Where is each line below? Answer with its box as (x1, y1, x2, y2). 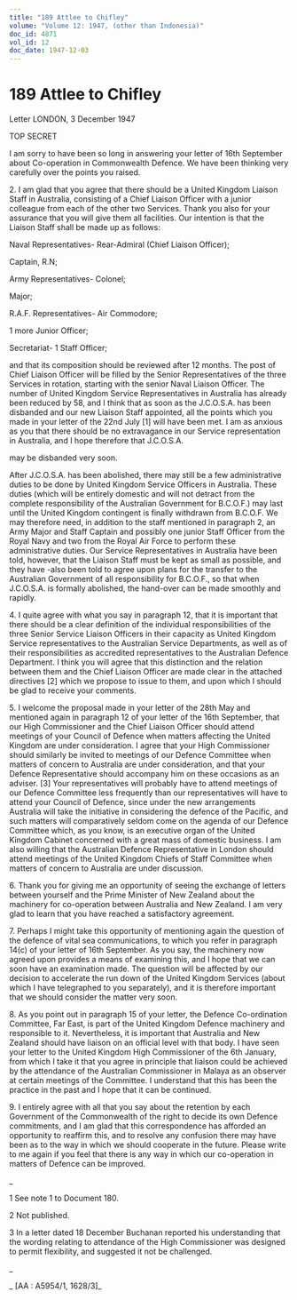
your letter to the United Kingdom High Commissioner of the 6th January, (9, 1047, 277, 1057)
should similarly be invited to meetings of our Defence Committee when (9, 750, 271, 761)
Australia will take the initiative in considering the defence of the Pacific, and (9, 806, 288, 817)
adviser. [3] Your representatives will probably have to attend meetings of (9, 778, 277, 789)
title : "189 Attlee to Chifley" (9, 12, 129, 22)
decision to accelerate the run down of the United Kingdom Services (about (9, 973, 285, 984)
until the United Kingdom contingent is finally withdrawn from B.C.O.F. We (9, 507, 278, 518)
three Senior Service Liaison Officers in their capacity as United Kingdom (9, 628, 277, 640)
